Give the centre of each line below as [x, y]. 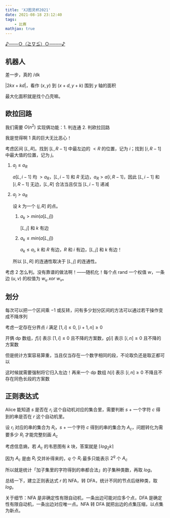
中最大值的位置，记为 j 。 [31, 155]
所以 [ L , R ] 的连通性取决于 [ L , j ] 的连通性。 [56, 262]
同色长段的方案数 [32, 378]
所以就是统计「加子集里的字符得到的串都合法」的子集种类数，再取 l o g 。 [80, 470]
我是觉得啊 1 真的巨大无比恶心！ [38, 138]
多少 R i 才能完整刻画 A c [34, 435]
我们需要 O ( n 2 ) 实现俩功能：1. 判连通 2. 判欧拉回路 [58, 126]
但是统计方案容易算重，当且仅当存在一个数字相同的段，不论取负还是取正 [80, 355]
